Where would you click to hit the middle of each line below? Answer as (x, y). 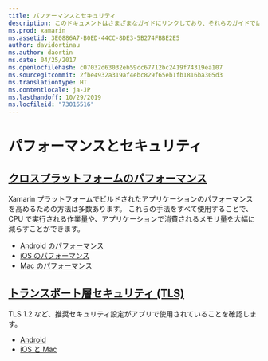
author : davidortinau (44, 45)
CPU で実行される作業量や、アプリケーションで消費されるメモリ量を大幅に (132, 219)
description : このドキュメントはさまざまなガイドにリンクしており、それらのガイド (129, 23)
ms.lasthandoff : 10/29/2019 (55, 97)
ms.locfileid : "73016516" (51, 104)
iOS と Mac (38, 349)
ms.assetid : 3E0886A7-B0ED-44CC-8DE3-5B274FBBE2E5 (94, 38)
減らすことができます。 (47, 229)
